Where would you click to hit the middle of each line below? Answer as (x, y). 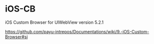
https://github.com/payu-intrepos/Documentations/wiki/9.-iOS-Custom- (77, 31)
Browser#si (17, 37)
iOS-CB (20, 9)
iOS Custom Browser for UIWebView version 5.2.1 (54, 22)
